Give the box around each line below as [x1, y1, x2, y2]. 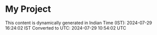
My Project [5, 3, 51, 15]
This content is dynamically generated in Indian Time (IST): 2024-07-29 [5, 20, 153, 26]
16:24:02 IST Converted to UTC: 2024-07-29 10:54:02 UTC [5, 25, 127, 31]
